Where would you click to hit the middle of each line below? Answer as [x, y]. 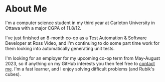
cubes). [13, 74]
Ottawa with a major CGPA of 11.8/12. [43, 28]
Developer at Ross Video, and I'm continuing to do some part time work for [82, 43]
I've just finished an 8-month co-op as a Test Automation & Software [76, 38]
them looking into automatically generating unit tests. [60, 48]
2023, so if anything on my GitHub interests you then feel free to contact [80, 63]
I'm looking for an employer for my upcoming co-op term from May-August [83, 58]
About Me [26, 9]
